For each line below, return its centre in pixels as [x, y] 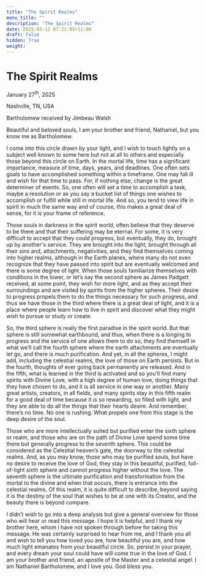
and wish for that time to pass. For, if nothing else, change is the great [95, 181]
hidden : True [23, 40]
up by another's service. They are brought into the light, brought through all [102, 245]
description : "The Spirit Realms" [50, 23]
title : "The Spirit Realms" [42, 12]
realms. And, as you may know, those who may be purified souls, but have [100, 457]
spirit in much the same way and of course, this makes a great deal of [94, 207]
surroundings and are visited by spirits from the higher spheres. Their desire [102, 290]
